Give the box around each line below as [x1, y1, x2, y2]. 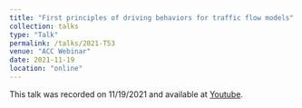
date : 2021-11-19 [9, 55, 75, 64]
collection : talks [9, 22, 79, 31]
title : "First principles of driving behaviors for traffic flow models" [9, 13, 295, 23]
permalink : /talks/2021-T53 [9, 38, 116, 48]
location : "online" [9, 64, 83, 74]
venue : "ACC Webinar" [9, 47, 92, 56]
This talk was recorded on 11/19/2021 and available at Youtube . [9, 88, 243, 100]
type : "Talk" [9, 30, 59, 39]
